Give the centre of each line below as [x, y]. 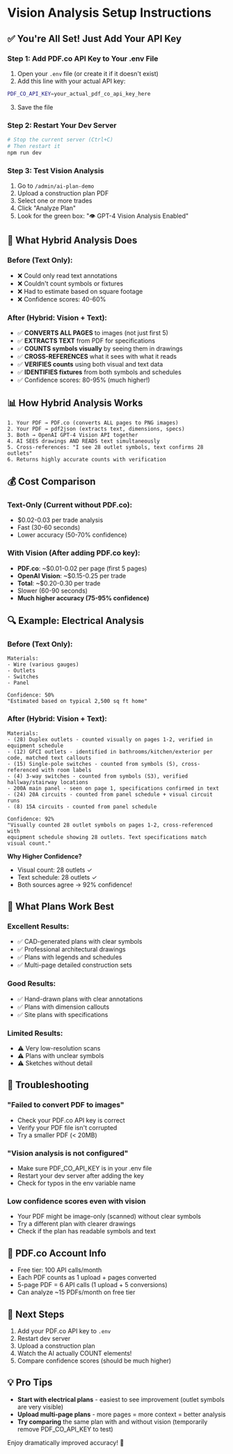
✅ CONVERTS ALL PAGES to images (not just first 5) [93, 332]
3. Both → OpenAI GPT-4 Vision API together [73, 435]
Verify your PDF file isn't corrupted [67, 1127]
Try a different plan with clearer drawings [77, 1224]
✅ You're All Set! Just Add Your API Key [95, 39]
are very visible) [40, 1407]
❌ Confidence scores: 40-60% [62, 299]
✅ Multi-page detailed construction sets [74, 965]
